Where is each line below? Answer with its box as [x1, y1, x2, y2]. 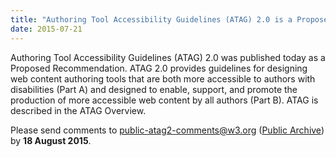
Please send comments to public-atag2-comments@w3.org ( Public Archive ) [10, 124, 325, 136]
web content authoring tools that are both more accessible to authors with [10, 72, 316, 85]
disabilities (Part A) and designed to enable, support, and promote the [10, 83, 298, 95]
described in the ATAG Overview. [10, 104, 147, 116]
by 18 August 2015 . [10, 134, 92, 146]
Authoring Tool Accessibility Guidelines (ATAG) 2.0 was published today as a [10, 51, 326, 63]
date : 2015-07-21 [10, 24, 83, 34]
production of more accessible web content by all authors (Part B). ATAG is [10, 94, 319, 106]
